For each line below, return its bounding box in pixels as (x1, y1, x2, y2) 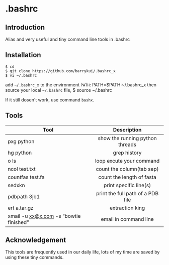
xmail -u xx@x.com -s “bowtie (8, 212, 81, 219)
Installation (5, 51, 41, 59)
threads (118, 141, 137, 148)
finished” (8, 219, 29, 226)
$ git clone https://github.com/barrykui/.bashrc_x (5, 68, 116, 73)
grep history (113, 149, 142, 156)
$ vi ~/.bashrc (5, 73, 37, 78)
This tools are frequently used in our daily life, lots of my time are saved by (5, 249, 160, 255)
